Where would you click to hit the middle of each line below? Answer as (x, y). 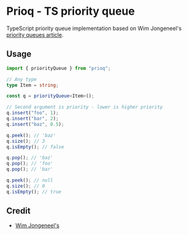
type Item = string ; (33, 85)
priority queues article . (35, 34)
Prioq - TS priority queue (71, 11)
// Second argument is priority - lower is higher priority (85, 107)
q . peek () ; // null (30, 180)
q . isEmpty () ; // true (34, 191)
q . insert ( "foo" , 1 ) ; (33, 113)
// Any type (21, 79)
